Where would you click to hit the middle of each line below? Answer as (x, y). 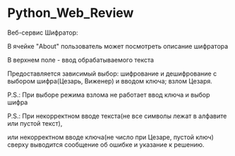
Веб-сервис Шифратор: (43, 32)
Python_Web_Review (71, 13)
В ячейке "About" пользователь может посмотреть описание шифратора (118, 46)
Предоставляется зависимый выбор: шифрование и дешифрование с (112, 73)
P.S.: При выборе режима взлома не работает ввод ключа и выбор (109, 95)
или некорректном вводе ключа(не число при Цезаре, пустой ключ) (110, 137)
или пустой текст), (35, 123)
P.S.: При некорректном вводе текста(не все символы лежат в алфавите (117, 116)
